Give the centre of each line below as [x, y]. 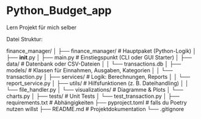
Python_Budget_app [59, 11]
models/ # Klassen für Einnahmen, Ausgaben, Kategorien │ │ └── [90, 70]
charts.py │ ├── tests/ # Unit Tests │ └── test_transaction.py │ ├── [93, 96]
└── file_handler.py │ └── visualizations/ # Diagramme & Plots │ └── [95, 89]
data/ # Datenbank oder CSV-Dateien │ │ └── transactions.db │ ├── [94, 64]
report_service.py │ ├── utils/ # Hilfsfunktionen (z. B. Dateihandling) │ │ [98, 83]
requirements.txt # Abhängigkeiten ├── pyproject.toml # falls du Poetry [97, 102]
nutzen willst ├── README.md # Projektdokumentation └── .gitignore [95, 109]
